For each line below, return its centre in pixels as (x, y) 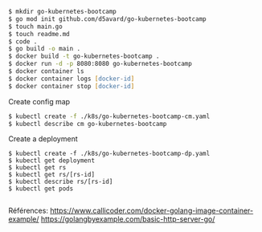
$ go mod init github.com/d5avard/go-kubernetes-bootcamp (107, 19)
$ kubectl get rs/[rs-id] (51, 175)
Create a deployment (43, 139)
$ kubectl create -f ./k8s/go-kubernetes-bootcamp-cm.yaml (109, 116)
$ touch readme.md (39, 34)
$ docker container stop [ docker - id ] (72, 86)
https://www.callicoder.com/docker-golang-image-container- (151, 211)
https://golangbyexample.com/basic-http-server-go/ (128, 219)
